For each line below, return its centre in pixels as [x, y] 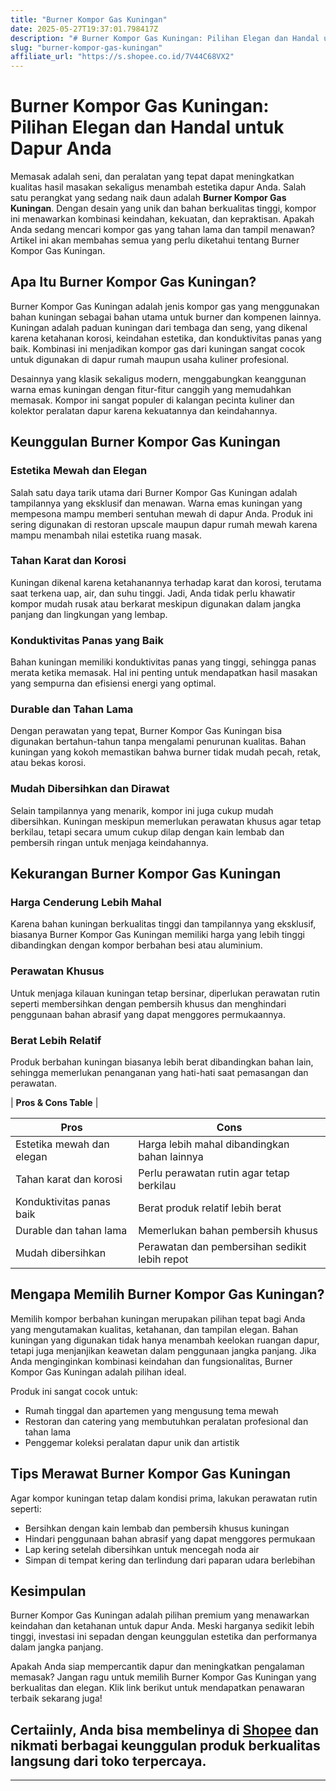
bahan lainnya [171, 1157]
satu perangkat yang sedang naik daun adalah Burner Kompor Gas [148, 198]
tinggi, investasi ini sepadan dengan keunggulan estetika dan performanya [163, 1637]
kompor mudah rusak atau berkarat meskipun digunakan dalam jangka [156, 603]
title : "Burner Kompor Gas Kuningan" [89, 19]
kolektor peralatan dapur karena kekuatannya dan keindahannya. [144, 410]
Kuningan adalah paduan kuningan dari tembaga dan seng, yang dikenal [159, 327]
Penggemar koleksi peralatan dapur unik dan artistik [132, 1442]
